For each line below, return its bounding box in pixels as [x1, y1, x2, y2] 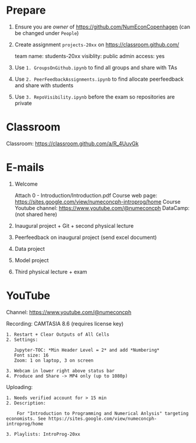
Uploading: [6, 383, 33, 390]
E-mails [6, 161, 44, 174]
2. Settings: [6, 336, 38, 343]
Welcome [14, 180, 38, 187]
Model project [14, 256, 49, 264]
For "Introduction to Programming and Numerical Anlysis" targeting [17, 410, 189, 416]
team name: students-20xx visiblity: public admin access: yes [14, 52, 165, 59]
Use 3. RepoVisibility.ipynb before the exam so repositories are [14, 93, 175, 100]
